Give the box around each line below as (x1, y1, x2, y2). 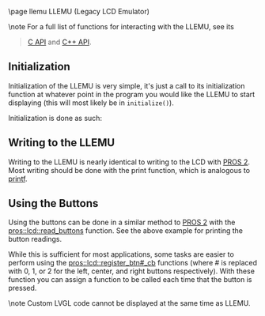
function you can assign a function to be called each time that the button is (8, 275, 252, 284)
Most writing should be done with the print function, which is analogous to (8, 165, 251, 175)
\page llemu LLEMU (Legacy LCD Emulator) (8, 7, 150, 16)
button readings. (8, 235, 62, 244)
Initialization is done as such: (8, 113, 103, 122)
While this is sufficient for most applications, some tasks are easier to (8, 250, 235, 259)
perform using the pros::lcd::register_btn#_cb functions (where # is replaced (8, 258, 258, 268)
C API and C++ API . (27, 37, 93, 47)
